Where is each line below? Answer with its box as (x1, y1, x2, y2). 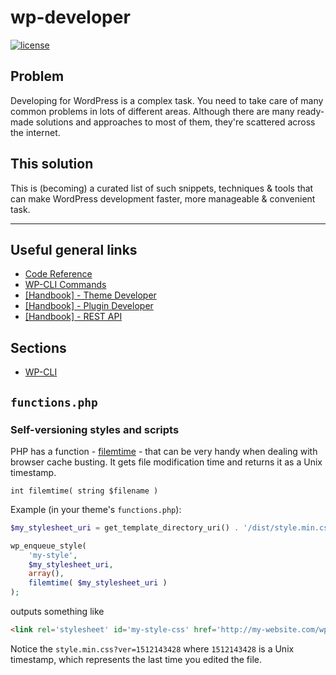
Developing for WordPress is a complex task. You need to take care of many (10, 94, 324, 106)
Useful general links (10, 241, 138, 258)
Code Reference (24, 268, 93, 280)
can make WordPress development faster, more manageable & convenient (10, 192, 316, 205)
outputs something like (10, 606, 105, 617)
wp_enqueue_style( (10, 541, 87, 551)
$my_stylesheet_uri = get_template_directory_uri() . (10, 522, 240, 533)
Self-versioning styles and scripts (10, 422, 180, 436)
